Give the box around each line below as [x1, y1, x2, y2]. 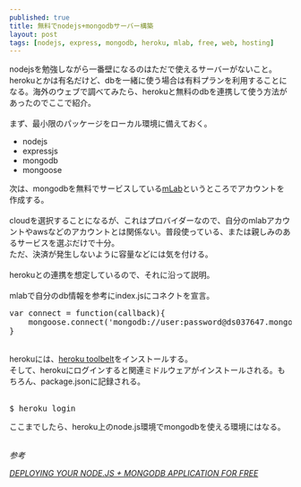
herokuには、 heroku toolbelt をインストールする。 [9, 353, 193, 364]
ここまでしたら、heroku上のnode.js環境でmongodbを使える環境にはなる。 [9, 422, 286, 432]
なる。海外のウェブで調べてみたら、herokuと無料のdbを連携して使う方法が [9, 86, 288, 97]
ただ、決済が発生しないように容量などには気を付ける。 [9, 248, 213, 260]
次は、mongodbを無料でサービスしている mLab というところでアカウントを [9, 183, 285, 194]
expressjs [21, 145, 58, 157]
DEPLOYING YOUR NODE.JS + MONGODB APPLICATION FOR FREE [9, 468, 259, 479]
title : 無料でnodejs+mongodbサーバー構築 [9, 22, 154, 30]
